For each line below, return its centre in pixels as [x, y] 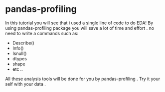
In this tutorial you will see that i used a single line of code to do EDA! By [79, 23]
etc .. [18, 69]
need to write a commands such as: [42, 33]
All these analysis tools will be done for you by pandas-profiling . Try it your [83, 79]
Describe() [23, 43]
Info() [18, 48]
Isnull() [19, 53]
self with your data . [26, 84]
